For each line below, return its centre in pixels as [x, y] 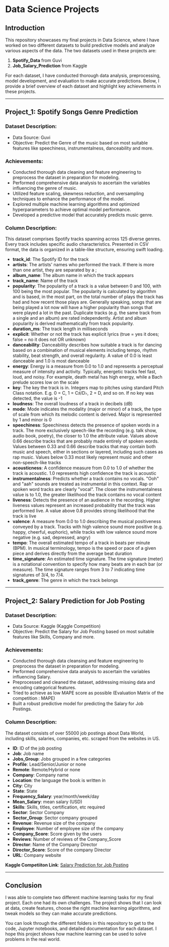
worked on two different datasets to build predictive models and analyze [80, 45]
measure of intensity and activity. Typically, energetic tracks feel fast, [84, 372]
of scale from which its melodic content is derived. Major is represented [87, 414]
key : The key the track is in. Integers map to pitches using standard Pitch [88, 388]
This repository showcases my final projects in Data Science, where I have [82, 40]
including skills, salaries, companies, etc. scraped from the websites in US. [82, 738]
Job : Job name [28, 753]
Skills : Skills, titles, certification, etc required [59, 807]
